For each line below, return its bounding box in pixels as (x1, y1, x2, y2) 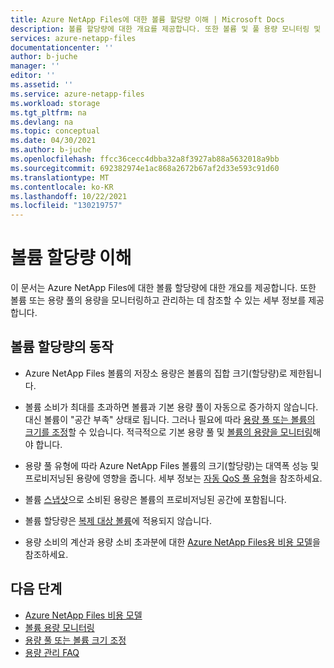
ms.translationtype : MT (10, 172, 110, 183)
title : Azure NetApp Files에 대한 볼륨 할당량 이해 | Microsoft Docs (10, 14, 285, 25)
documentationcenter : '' (10, 42, 114, 53)
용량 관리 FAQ (24, 646, 80, 658)
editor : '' (10, 71, 56, 81)
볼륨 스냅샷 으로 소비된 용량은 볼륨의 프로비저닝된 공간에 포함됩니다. (24, 493, 287, 505)
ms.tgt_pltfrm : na (10, 107, 87, 118)
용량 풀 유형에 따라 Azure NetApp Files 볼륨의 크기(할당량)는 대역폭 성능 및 (24, 459, 320, 471)
